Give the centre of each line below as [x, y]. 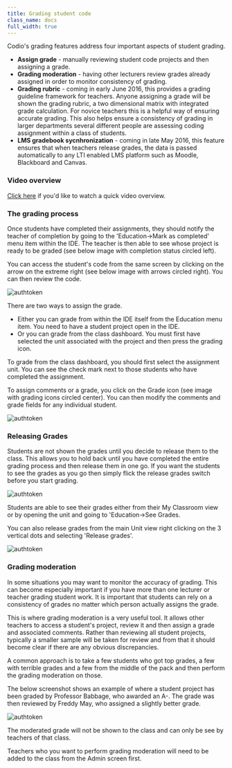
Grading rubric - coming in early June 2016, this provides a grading [114, 89]
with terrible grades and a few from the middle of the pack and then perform [116, 668]
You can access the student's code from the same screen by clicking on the [116, 264]
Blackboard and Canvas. [52, 163]
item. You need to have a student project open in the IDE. [98, 326]
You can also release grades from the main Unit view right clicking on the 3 [114, 528]
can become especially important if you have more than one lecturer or [108, 589]
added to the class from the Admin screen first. [74, 758]
